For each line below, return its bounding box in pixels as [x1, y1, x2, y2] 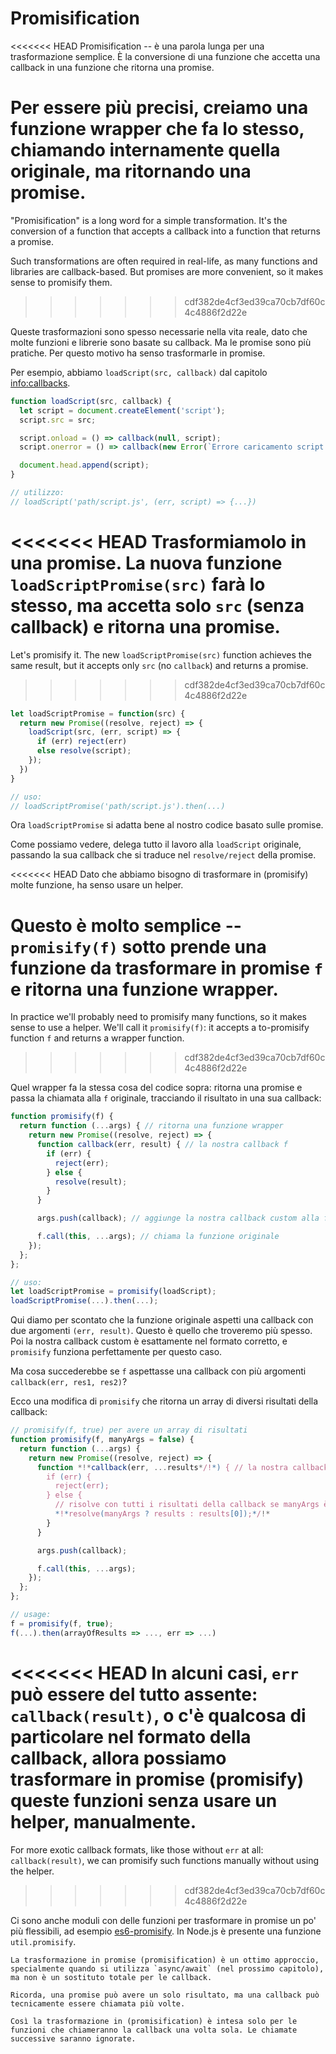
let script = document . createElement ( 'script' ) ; [19, 405, 226, 416]
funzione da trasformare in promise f [10, 957, 324, 979]
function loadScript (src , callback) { [10, 396, 172, 406]
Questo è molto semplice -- [10, 914, 242, 937]
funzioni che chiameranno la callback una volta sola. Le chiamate [10, 2025, 298, 2035]
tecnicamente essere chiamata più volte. [10, 1998, 186, 2009]
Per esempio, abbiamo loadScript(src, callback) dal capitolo [10, 366, 268, 378]
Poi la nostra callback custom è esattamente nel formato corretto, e [10, 1335, 288, 1347]
